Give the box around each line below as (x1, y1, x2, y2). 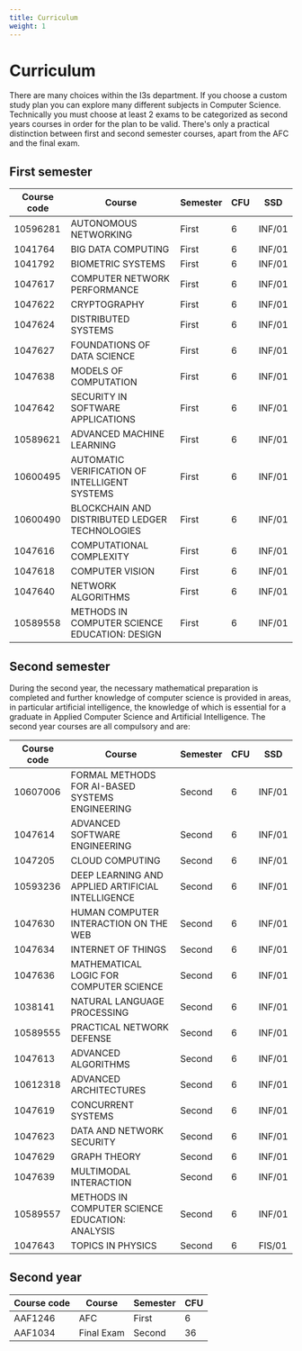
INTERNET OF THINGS (70, 943, 166, 956)
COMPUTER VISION (70, 565, 155, 577)
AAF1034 (13, 1326, 56, 1338)
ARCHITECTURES (70, 1084, 147, 1097)
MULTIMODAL (70, 1165, 131, 1178)
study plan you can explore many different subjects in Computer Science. (9, 100, 281, 111)
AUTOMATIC (70, 454, 125, 467)
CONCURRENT (70, 1099, 135, 1111)
